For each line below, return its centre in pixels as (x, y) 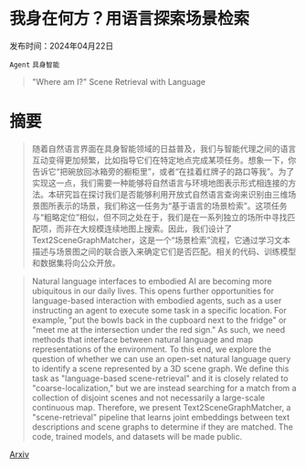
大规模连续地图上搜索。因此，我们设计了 (156, 229)
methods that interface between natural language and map (142, 339)
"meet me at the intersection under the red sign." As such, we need (158, 329)
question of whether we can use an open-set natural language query (161, 358)
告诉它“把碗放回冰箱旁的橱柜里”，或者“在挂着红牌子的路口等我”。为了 (163, 171)
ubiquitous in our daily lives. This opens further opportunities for (153, 291)
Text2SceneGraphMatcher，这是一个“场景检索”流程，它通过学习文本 (161, 239)
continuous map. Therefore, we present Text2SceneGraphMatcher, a (161, 407)
